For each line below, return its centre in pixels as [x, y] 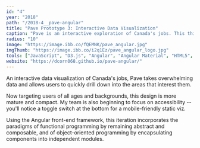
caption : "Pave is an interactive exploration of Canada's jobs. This [96, 34]
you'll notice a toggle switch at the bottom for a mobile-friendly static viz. [96, 108]
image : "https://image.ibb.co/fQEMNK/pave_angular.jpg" [77, 45]
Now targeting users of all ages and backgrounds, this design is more [91, 96]
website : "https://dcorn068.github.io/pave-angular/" [74, 61]
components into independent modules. [55, 139]
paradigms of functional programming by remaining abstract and [85, 126]
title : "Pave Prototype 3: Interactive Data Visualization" [82, 28]
